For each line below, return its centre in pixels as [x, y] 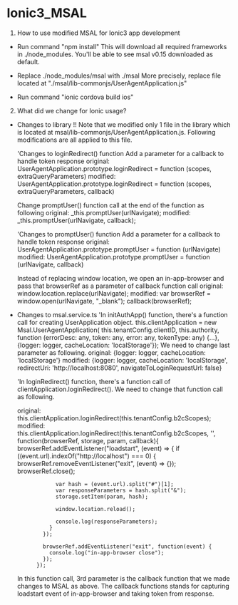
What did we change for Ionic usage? [72, 110]
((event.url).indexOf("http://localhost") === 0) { [87, 456]
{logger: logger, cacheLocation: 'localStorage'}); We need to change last [123, 345]
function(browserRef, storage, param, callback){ [88, 440]
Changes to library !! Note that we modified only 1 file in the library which [124, 124]
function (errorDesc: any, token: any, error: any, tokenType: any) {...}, [118, 337]
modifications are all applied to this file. [74, 140]
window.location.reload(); [95, 509]
